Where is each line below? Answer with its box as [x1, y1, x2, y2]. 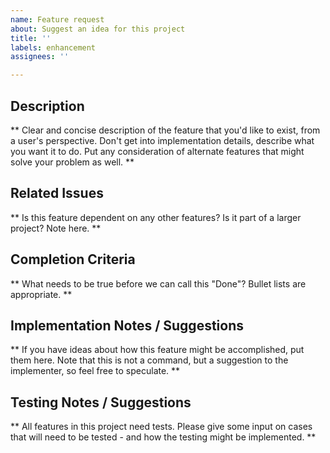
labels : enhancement [10, 42, 97, 53]
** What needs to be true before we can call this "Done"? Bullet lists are [10, 277, 307, 290]
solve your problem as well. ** [10, 156, 135, 168]
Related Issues [10, 185, 104, 202]
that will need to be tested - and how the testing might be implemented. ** [10, 431, 317, 443]
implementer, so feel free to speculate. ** [10, 365, 181, 377]
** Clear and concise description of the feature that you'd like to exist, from [10, 124, 321, 136]
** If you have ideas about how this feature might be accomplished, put [10, 344, 305, 356]
